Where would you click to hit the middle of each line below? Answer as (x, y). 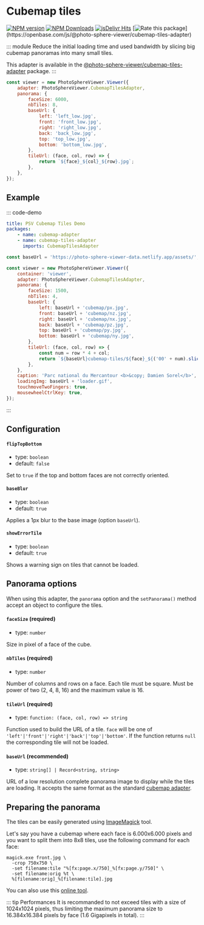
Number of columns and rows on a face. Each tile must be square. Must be (100, 683)
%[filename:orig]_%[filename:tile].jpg (62, 879)
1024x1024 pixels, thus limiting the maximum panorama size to (84, 909)
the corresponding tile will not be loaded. (58, 742)
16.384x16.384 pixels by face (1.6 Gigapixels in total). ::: (75, 915)
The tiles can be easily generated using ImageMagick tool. (80, 822)
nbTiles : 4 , (43, 297)
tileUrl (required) (30, 704)
